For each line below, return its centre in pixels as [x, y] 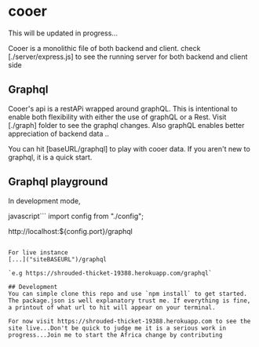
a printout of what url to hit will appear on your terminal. [112, 307]
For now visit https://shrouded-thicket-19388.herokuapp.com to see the [129, 321]
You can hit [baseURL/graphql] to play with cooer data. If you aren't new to [129, 148]
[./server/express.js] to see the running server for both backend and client [128, 57]
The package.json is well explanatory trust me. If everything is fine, [129, 301]
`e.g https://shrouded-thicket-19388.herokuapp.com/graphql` [110, 273]
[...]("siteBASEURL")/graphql [58, 259]
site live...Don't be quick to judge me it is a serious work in [117, 328]
